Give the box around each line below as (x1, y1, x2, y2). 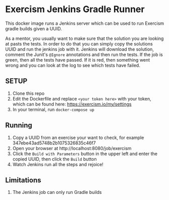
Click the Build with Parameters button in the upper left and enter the (12, 151, 158, 157)
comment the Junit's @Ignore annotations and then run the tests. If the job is (5, 52, 163, 58)
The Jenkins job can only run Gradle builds (12, 189, 102, 195)
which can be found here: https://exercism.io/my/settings (12, 101, 132, 107)
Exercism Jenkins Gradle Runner (5, 4, 145, 15)
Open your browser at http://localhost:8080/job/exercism (12, 145, 132, 151)
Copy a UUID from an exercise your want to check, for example (12, 134, 144, 140)
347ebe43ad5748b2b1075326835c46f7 (12, 140, 96, 146)
